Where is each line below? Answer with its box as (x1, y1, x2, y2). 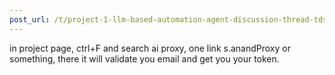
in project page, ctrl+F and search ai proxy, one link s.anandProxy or (9, 42, 291, 54)
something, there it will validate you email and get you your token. (9, 52, 280, 65)
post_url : (9, 14, 51, 25)
